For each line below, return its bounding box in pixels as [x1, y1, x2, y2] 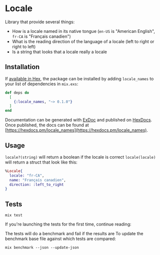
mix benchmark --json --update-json [5, 245, 79, 250]
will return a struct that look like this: [5, 159, 78, 165]
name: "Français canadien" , [9, 178, 66, 182]
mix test [5, 213, 23, 218]
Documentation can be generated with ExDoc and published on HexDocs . [5, 117, 152, 123]
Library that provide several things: [5, 19, 75, 25]
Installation [5, 63, 40, 71]
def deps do [5, 90, 29, 95]
